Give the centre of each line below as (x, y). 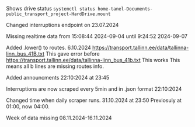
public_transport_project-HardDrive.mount (58, 14)
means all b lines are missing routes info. (55, 66)
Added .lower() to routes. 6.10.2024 (49, 47)
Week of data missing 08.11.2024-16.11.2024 (59, 118)
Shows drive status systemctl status (51, 8)
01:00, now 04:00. (28, 107)
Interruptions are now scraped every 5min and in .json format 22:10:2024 (94, 89)
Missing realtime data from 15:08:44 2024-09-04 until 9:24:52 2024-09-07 (97, 36)
